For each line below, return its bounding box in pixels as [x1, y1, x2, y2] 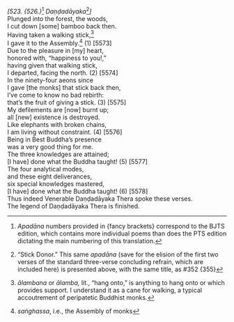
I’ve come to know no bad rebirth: [7, 91, 104, 99]
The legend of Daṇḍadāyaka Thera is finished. [7, 201, 140, 210]
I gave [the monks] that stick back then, [7, 83, 121, 91]
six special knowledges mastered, [7, 179, 104, 187]
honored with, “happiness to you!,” [7, 54, 107, 62]
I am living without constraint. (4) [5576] [7, 128, 123, 136]
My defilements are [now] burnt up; [7, 105, 109, 114]
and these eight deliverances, [7, 172, 93, 181]
